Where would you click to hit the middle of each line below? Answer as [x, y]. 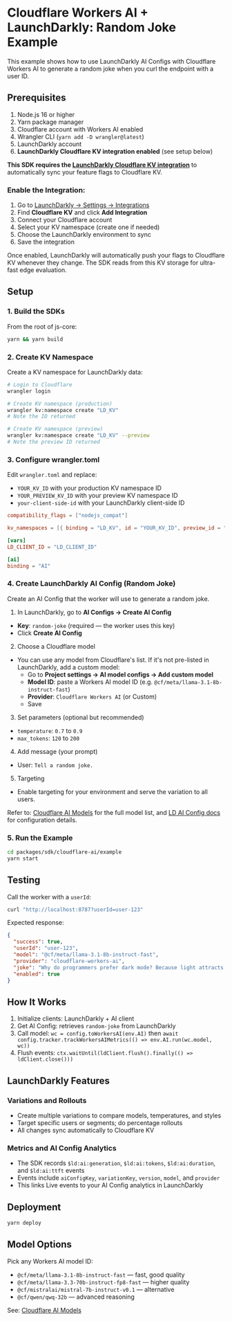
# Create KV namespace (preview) [55, 429]
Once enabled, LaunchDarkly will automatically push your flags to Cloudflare [116, 255]
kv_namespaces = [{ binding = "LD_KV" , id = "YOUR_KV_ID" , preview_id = [114, 528]
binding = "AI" [29, 566]
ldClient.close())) [45, 1060]
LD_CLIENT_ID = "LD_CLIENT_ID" [52, 547]
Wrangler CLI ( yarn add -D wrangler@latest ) [81, 136]
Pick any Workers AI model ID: [50, 1261]
